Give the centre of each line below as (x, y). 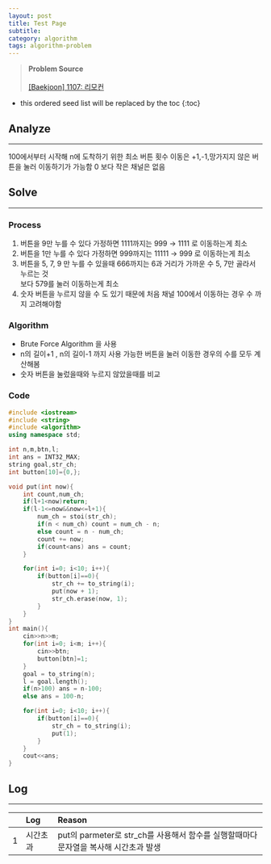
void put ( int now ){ (41, 487)
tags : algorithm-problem (50, 46)
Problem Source (56, 69)
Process (25, 224)
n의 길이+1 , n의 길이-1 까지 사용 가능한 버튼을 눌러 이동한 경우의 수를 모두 (136, 354)
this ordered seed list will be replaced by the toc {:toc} (110, 103)
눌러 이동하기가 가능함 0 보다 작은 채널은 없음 (94, 166)
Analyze (29, 129)
